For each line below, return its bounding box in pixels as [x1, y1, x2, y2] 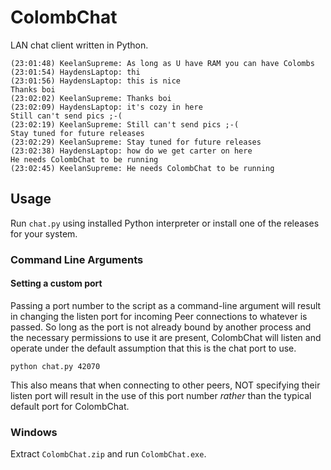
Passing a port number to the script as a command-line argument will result [10, 299, 322, 311]
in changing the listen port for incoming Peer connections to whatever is [10, 310, 308, 322]
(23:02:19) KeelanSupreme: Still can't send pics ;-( [10, 119, 240, 130]
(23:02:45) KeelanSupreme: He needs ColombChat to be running [10, 163, 275, 173]
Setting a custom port [10, 277, 103, 290]
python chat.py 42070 [10, 361, 101, 371]
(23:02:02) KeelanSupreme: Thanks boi [10, 93, 172, 103]
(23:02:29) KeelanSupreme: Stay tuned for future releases [10, 137, 262, 147]
